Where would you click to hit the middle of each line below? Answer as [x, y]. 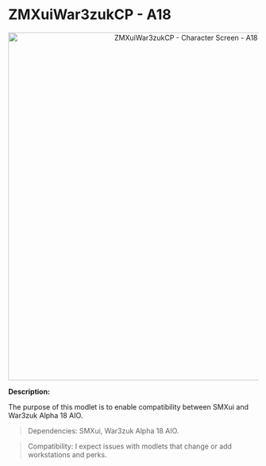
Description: [29, 391]
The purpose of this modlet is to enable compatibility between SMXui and [128, 406]
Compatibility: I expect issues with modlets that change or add [130, 446]
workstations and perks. [67, 454]
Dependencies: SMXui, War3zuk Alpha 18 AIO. [103, 430]
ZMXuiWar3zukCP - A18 [90, 15]
